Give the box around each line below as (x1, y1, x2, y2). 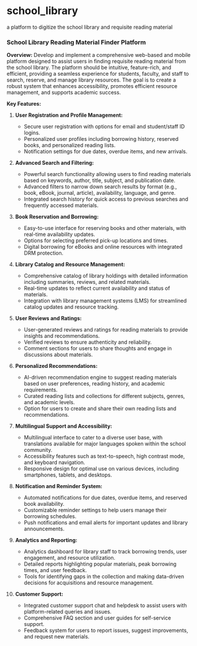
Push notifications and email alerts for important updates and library (23, 519, 188, 526)
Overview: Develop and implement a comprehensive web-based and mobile (6, 52, 191, 59)
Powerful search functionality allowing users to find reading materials (23, 171, 191, 178)
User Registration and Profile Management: (15, 111, 123, 119)
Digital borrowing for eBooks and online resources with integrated (23, 243, 183, 251)
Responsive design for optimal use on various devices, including (23, 465, 179, 472)
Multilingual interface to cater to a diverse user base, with (23, 434, 163, 441)
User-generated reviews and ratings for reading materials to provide (23, 326, 188, 333)
